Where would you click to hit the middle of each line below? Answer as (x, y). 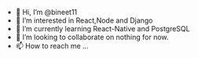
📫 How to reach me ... (52, 46)
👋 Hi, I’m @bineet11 (46, 12)
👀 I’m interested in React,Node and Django (84, 20)
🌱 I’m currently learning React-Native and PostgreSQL (103, 29)
